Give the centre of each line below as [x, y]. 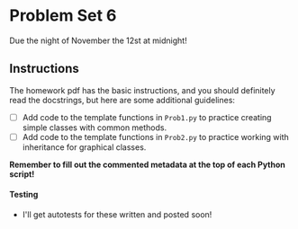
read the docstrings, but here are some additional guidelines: [122, 100]
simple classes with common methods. [95, 128]
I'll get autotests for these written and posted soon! [117, 215]
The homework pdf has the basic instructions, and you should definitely [143, 90]
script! [22, 174]
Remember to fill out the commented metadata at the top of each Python [148, 164]
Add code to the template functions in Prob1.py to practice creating [147, 117]
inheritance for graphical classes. [84, 147]
